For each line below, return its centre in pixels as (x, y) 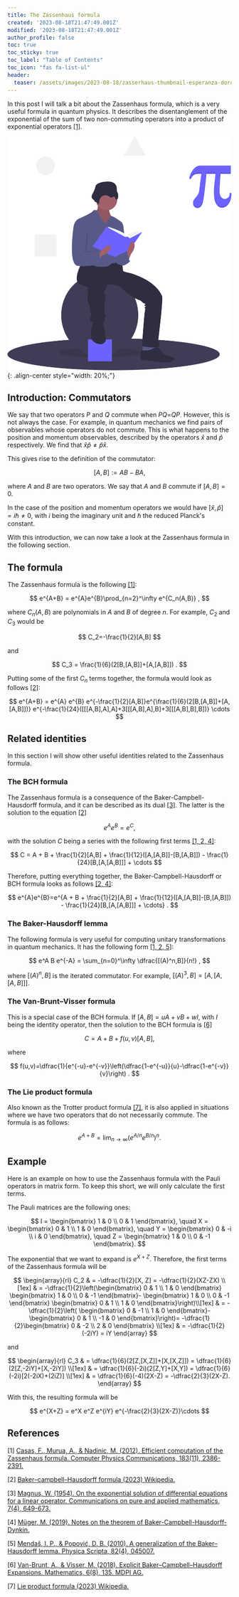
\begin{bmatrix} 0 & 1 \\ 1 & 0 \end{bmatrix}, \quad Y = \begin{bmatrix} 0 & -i (119, 1229)
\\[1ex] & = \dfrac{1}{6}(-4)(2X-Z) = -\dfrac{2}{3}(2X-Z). (148, 1376)
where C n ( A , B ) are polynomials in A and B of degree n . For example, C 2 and (119, 613)
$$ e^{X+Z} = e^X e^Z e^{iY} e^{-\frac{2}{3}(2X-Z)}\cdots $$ (119, 1411)
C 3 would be (26, 622)
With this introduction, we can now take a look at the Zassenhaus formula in (118, 538)
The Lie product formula (50, 1092)
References (33, 1433)
